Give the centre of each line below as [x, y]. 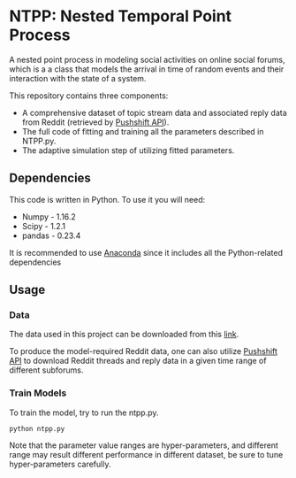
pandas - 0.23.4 [51, 235]
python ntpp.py [37, 428]
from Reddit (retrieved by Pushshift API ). [95, 122]
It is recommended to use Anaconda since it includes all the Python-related [146, 252]
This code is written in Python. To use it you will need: [107, 199]
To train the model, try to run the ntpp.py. [84, 412]
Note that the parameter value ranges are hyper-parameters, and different [144, 445]
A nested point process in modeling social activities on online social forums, [147, 59]
